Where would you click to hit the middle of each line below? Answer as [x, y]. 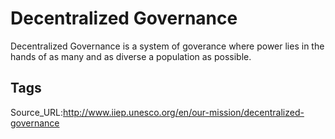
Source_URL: [37, 112]
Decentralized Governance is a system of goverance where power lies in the [167, 46]
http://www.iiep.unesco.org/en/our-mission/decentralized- [184, 112]
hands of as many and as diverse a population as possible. [131, 56]
